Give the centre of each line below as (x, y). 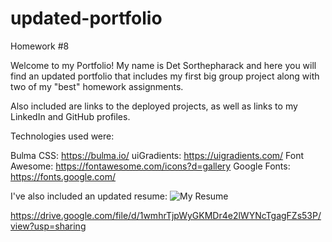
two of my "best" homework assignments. (97, 86)
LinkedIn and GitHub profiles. (70, 116)
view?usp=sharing (48, 226)
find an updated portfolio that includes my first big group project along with (165, 76)
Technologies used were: (62, 136)
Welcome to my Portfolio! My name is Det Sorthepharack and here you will (163, 65)
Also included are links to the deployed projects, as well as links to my (154, 106)
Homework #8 (40, 46)
